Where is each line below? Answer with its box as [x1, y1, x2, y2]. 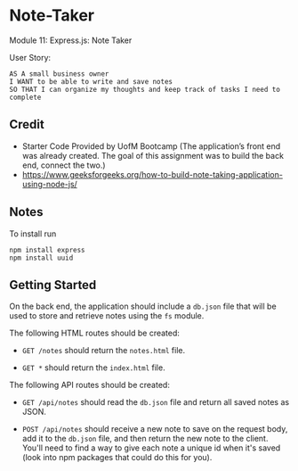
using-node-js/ [21, 178, 77, 189]
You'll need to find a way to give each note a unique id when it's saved [21, 442, 281, 453]
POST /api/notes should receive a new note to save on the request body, [21, 424, 288, 434]
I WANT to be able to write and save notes [9, 77, 173, 86]
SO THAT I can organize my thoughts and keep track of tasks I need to [9, 85, 280, 94]
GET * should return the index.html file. [21, 362, 166, 373]
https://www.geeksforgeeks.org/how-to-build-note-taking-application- [21, 169, 283, 179]
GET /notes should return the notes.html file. [21, 345, 185, 356]
